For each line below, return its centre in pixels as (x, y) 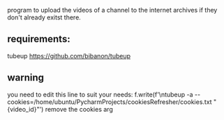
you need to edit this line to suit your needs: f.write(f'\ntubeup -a (100, 94)
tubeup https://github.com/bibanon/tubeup (69, 55)
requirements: (39, 39)
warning (25, 78)
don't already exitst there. (44, 17)
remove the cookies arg (79, 109)
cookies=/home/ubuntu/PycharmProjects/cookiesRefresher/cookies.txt (110, 102)
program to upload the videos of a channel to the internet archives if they (112, 10)
